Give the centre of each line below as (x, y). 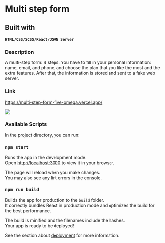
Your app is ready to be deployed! (40, 225)
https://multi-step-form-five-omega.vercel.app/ (54, 102)
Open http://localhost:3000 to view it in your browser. (60, 163)
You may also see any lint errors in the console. (53, 178)
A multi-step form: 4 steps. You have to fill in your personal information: (78, 62)
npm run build (22, 190)
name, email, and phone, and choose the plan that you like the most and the (82, 68)
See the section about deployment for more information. (62, 235)
